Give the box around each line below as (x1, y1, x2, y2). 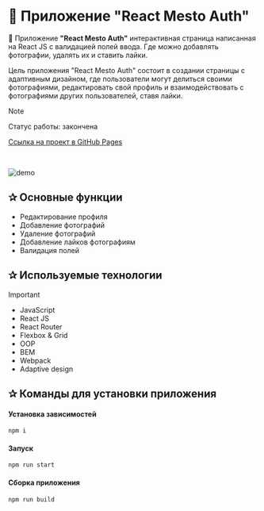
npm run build (8, 495, 55, 503)
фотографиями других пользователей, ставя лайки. (8, 90, 183, 100)
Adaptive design (19, 364, 74, 374)
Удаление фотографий (19, 229, 96, 238)
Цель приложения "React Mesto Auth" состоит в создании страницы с (8, 65, 246, 75)
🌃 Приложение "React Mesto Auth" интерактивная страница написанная (8, 33, 256, 43)
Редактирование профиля (19, 212, 109, 221)
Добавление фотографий (19, 220, 105, 229)
